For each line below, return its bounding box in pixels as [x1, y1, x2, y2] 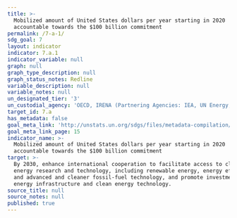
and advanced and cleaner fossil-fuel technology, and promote [13, 174, 203, 181]
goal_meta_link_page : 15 [7, 128, 80, 135]
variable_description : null [7, 82, 90, 89]
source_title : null [7, 187, 65, 194]
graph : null [7, 63, 42, 70]
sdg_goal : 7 [7, 37, 42, 44]
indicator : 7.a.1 [7, 50, 59, 57]
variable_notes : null [7, 89, 71, 96]
